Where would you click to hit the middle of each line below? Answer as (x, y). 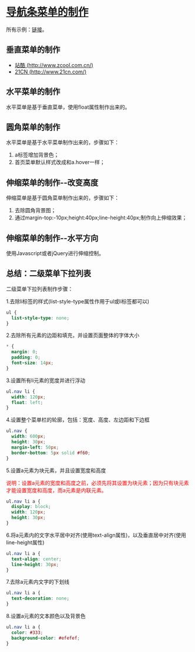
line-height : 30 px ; (35, 564)
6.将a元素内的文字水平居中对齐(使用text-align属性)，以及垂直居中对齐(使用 (96, 535)
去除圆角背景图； (35, 210)
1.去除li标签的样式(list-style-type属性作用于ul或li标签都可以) (78, 301)
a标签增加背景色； (37, 155)
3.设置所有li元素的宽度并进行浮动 (46, 380)
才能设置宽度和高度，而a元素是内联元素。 (56, 490)
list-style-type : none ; (40, 318)
